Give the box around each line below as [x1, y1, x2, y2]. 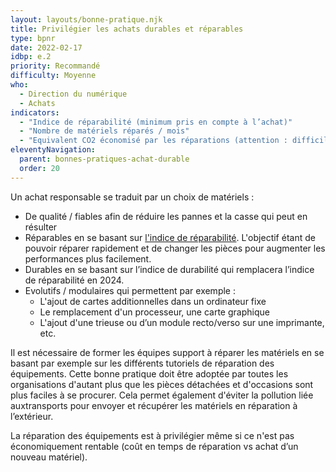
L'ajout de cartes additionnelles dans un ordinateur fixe [39, 295, 267, 307]
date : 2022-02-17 [10, 42, 83, 53]
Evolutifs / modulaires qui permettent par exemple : [24, 284, 236, 296]
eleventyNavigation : [10, 145, 97, 155]
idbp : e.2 [10, 52, 52, 62]
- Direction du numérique [19, 89, 128, 99]
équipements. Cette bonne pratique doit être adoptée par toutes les [10, 367, 289, 380]
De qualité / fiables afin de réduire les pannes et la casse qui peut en [24, 210, 308, 222]
